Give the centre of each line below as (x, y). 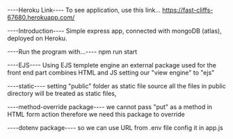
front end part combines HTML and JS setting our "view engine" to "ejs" (111, 73)
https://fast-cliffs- (188, 10)
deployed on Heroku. (37, 38)
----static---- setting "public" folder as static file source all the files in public (116, 86)
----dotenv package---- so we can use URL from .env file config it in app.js (115, 128)
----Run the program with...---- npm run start (72, 52)
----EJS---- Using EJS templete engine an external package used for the (112, 65)
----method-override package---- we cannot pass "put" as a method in (110, 107)
